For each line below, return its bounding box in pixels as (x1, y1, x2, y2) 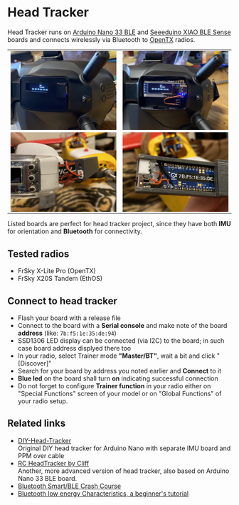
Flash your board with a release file (17, 314, 121, 322)
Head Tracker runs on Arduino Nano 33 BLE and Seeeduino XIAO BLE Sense (7, 28, 231, 36)
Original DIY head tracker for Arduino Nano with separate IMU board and (17, 444, 231, 452)
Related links (7, 418, 66, 430)
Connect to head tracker (7, 294, 117, 307)
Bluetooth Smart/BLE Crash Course (17, 482, 122, 490)
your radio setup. (17, 397, 68, 405)
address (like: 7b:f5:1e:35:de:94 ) (17, 329, 117, 338)
